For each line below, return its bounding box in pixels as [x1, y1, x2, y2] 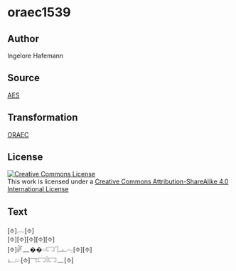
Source [7, 72, 41, 84]
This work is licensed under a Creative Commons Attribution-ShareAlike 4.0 [7, 177, 229, 186]
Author [7, 33, 39, 45]
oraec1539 [7, 4, 71, 21]
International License [7, 185, 69, 193]
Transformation [7, 112, 78, 124]
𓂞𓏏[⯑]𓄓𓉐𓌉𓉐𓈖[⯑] [7, 256, 74, 265]
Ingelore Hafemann [7, 51, 64, 60]
